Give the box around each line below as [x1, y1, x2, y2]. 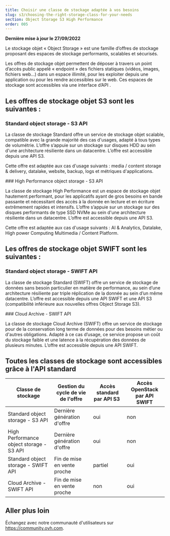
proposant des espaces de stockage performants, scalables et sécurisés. [5, 51, 158, 57]
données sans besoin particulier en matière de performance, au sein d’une [5, 284, 161, 291]
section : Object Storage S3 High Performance [5, 17, 103, 22]
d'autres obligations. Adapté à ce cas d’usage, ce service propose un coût [5, 331, 160, 337]
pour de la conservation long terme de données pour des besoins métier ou [5, 326, 163, 332]
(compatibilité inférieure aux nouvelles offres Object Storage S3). [5, 301, 141, 307]
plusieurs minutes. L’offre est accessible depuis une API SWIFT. [5, 342, 138, 348]
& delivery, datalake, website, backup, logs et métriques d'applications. [5, 168, 154, 174]
